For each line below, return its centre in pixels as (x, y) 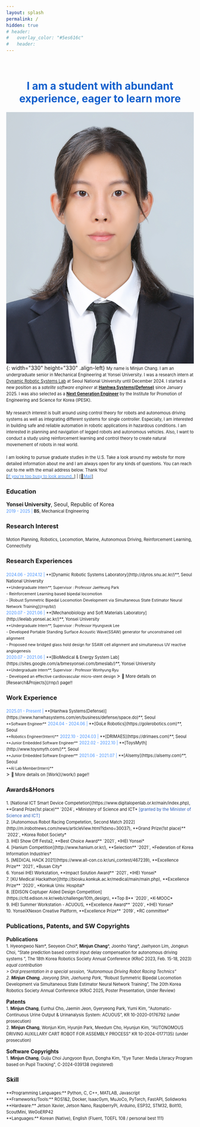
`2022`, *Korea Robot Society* (36, 835)
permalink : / (22, 19)
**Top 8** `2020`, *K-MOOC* (142, 899)
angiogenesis (18, 651)
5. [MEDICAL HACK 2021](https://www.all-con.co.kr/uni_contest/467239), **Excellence (93, 860)
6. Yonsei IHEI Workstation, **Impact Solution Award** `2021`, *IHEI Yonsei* (81, 873)
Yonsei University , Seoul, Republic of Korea (60, 505)
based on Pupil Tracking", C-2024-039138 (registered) (60, 1064)
